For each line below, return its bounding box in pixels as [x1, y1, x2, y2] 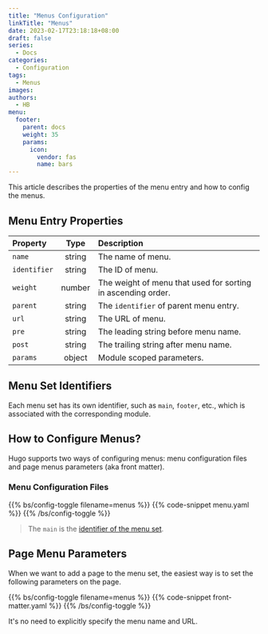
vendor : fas [37, 153, 77, 161]
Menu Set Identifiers [8, 379, 112, 393]
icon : [29, 146, 48, 154]
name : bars [37, 161, 73, 169]
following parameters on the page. [8, 576, 121, 586]
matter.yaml [8, 600, 48, 610]
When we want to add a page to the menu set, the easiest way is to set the [8, 568, 254, 578]
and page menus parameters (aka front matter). [8, 461, 165, 472]
